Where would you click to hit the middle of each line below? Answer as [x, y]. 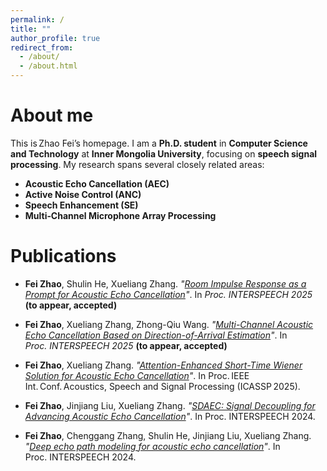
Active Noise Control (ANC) [83, 194]
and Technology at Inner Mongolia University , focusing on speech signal [164, 153]
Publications [63, 256]
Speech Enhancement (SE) [81, 205]
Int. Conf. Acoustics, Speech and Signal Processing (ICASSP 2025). [162, 386]
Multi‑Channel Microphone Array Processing [120, 215]
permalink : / [37, 19]
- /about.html [48, 66]
